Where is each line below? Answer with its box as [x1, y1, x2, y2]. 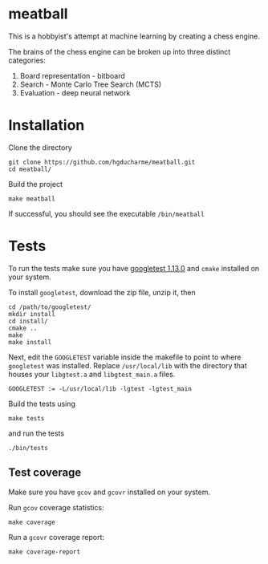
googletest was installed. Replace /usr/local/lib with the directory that [8, 360, 247, 370]
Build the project [8, 179, 63, 189]
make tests [8, 414, 45, 422]
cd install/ [8, 317, 48, 325]
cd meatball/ [8, 165, 52, 173]
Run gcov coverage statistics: [8, 502, 104, 512]
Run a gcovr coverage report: [8, 532, 104, 542]
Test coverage [8, 466, 82, 480]
